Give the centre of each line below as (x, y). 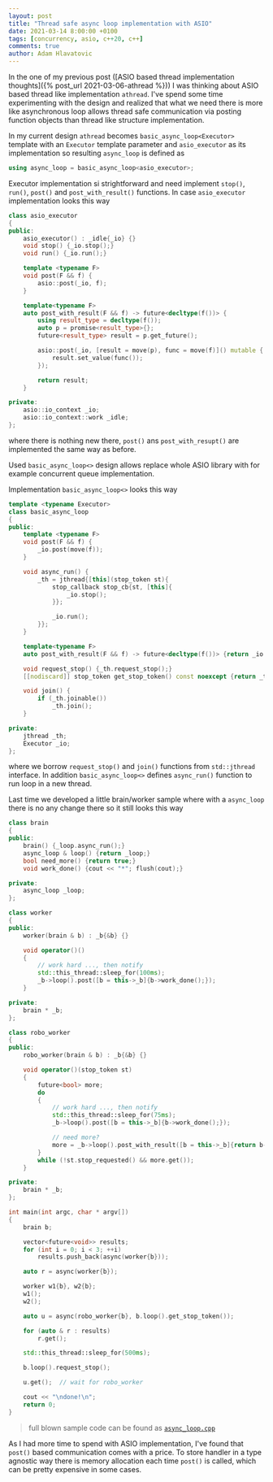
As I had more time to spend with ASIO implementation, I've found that (126, 1443)
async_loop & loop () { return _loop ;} (87, 853)
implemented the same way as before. (72, 449)
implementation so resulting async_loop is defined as (97, 153)
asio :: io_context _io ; (61, 410)
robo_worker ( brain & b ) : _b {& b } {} (85, 1055)
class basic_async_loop (49, 512)
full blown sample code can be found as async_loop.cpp (121, 1428)
